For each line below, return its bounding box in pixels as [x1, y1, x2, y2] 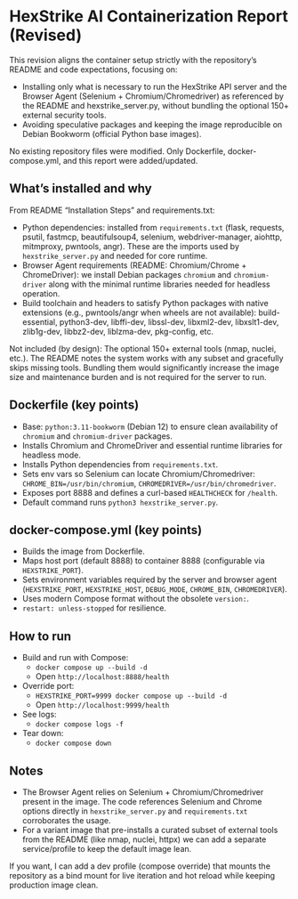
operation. [21, 288, 60, 299]
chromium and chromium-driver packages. [21, 430, 173, 441]
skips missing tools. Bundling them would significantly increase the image [9, 362, 280, 373]
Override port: [21, 681, 75, 692]
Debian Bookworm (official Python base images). [21, 128, 202, 139]
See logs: [21, 709, 57, 720]
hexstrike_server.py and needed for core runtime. [21, 250, 208, 261]
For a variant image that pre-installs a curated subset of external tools [21, 825, 278, 835]
